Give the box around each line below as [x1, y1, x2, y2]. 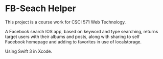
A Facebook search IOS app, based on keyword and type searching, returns [5, 28, 158, 34]
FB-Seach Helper [5, 3, 76, 14]
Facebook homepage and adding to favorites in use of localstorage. [5, 39, 142, 44]
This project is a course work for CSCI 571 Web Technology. [5, 19, 126, 25]
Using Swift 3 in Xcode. [5, 48, 52, 54]
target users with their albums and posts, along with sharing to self [5, 34, 140, 39]
